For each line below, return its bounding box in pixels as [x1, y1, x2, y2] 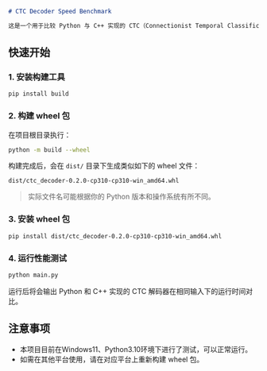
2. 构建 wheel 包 [8, 110, 70, 122]
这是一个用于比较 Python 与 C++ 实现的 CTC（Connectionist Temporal [8, 21, 224, 29]
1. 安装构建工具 [8, 71, 66, 83]
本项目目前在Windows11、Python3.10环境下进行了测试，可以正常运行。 [19, 344, 253, 354]
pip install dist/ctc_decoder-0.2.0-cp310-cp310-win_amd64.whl [8, 232, 222, 240]
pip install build [8, 90, 69, 99]
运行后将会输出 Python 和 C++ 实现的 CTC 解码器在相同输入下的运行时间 [8, 286, 246, 296]
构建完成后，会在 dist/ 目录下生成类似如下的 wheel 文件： [8, 161, 200, 171]
